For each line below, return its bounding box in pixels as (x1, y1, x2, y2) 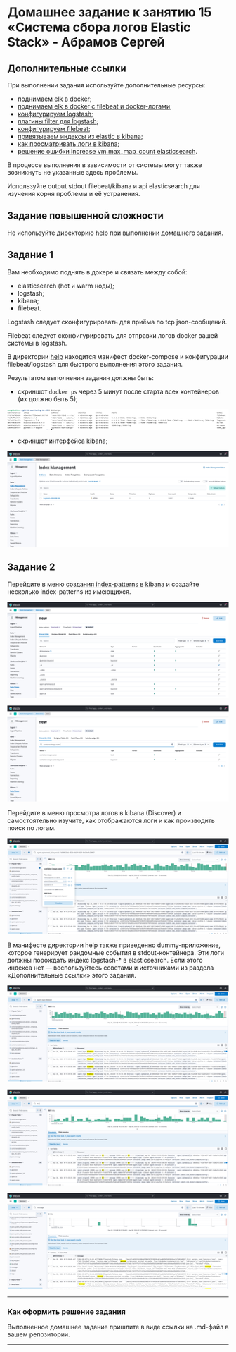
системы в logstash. (7, 339, 67, 347)
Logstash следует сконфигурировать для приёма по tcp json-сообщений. (7, 317, 228, 326)
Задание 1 (7, 249, 54, 261)
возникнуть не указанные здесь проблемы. (7, 169, 138, 176)
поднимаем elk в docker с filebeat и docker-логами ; (17, 102, 172, 110)
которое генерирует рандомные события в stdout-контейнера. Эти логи (7, 949, 225, 957)
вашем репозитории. (7, 1330, 70, 1339)
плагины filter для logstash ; (17, 117, 99, 126)
